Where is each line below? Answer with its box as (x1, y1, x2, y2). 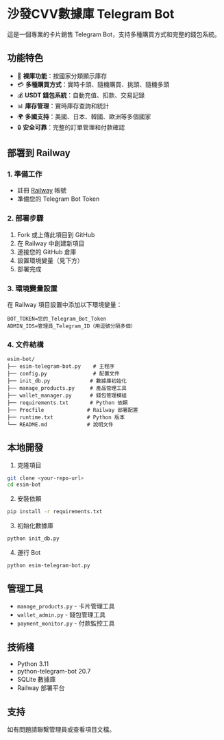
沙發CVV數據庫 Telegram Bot (7, 6, 175, 22)
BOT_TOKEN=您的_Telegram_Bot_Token (7, 316, 107, 323)
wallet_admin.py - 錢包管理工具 (16, 610, 106, 619)
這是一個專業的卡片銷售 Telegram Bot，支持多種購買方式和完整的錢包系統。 (7, 30, 221, 38)
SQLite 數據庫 (16, 676, 56, 684)
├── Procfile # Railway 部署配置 (7, 407, 138, 414)
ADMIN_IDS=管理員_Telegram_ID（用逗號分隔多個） (7, 323, 136, 330)
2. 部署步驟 (7, 214, 44, 223)
